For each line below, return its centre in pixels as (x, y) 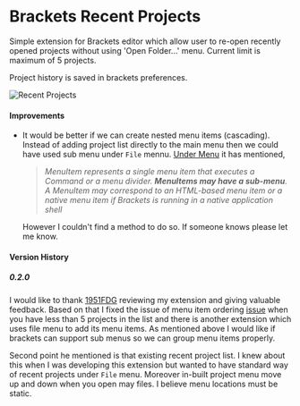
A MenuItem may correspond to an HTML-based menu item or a (163, 190)
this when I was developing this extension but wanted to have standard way (149, 365)
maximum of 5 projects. (53, 60)
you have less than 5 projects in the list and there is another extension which (150, 318)
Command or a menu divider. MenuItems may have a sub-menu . (166, 182)
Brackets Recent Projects (105, 17)
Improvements (37, 115)
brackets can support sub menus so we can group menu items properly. (142, 338)
